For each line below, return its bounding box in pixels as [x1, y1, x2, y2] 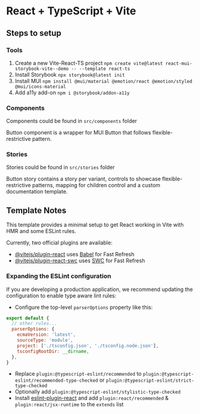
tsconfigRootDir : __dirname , [17, 348, 90, 354]
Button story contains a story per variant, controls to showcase [6, 175, 161, 183]
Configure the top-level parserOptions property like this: [14, 303, 153, 311]
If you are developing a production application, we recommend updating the [6, 286, 193, 293]
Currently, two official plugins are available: [6, 239, 113, 246]
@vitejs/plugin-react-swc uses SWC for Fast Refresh [14, 257, 145, 264]
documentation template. [6, 188, 68, 195]
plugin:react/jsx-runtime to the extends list [14, 401, 124, 408]
